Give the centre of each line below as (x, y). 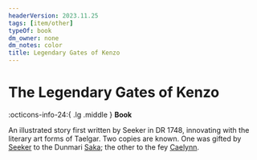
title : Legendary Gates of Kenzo (64, 53)
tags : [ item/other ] (41, 23)
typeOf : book (30, 30)
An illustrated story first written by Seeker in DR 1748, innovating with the (129, 130)
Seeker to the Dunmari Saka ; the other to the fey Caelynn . (104, 147)
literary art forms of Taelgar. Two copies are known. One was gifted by (125, 138)
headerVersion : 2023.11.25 (53, 16)
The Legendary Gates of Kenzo (114, 92)
